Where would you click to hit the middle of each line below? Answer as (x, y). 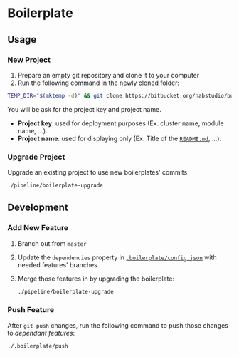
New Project (29, 60)
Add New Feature (38, 228)
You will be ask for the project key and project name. (84, 109)
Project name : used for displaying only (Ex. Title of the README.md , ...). (119, 138)
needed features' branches (57, 264)
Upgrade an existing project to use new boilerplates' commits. (99, 172)
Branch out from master (52, 243)
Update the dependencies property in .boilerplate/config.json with (117, 257)
